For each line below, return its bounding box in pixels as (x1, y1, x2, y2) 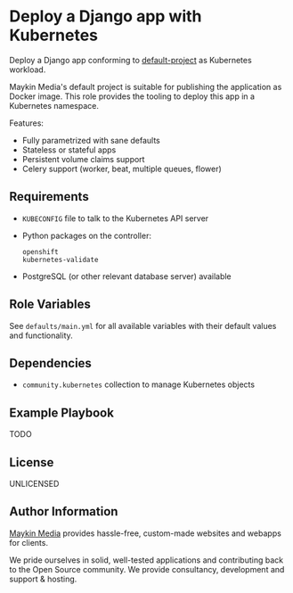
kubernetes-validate (21, 255, 99, 264)
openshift (21, 247, 60, 256)
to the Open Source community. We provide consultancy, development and (9, 564, 285, 574)
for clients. (9, 537, 49, 548)
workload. (9, 64, 46, 75)
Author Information (9, 504, 118, 519)
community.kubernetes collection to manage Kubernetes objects (21, 379, 256, 390)
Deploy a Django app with (9, 6, 202, 27)
